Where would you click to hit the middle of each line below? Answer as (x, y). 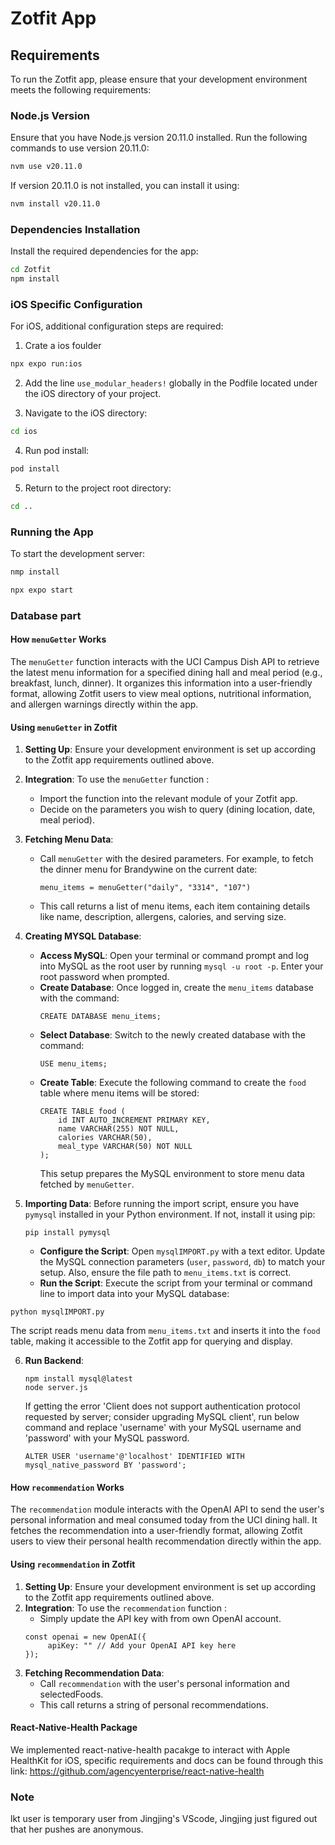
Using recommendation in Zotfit (73, 1564)
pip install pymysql (67, 1233)
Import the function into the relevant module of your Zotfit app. (168, 799)
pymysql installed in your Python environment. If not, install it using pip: (170, 1214)
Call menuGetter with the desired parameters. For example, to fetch (176, 859)
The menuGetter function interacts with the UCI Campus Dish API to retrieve (165, 662)
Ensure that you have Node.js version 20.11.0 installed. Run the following (159, 138)
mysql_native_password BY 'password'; (105, 1465)
